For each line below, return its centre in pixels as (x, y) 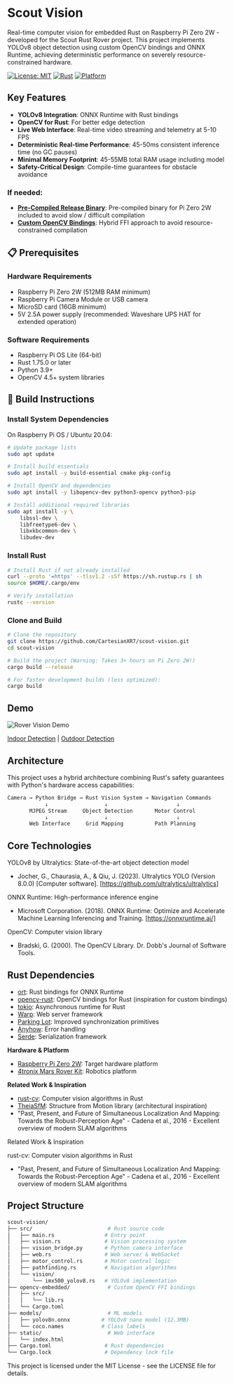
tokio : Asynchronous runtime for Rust (71, 1006)
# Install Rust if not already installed (69, 570)
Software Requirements (48, 339)
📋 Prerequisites (43, 253)
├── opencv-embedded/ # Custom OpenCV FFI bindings (102, 1287)
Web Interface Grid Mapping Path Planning (112, 824)
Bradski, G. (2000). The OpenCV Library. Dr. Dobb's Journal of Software (122, 945)
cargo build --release (40, 667)
